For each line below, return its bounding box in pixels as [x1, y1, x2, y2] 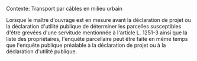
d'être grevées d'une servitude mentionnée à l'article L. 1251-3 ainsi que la [6, 29, 188, 36]
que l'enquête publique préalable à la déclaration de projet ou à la [6, 41, 166, 49]
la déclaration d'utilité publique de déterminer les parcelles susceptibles [6, 23, 182, 30]
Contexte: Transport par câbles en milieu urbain [6, 5, 123, 12]
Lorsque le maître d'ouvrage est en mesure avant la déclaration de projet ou [6, 17, 191, 23]
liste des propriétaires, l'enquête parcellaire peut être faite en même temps [6, 36, 188, 42]
